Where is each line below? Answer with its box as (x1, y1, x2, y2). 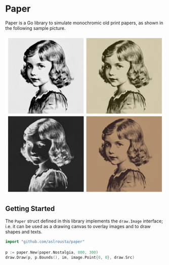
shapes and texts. (5, 229, 43, 235)
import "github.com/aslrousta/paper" (5, 239, 85, 244)
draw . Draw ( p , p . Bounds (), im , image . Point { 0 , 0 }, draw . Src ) (5, 255, 135, 260)
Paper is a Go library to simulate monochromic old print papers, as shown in (5, 20, 163, 26)
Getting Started (5, 204, 55, 213)
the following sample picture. (5, 25, 66, 31)
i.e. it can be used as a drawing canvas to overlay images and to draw (5, 223, 151, 229)
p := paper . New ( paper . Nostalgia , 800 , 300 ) (5, 250, 99, 255)
